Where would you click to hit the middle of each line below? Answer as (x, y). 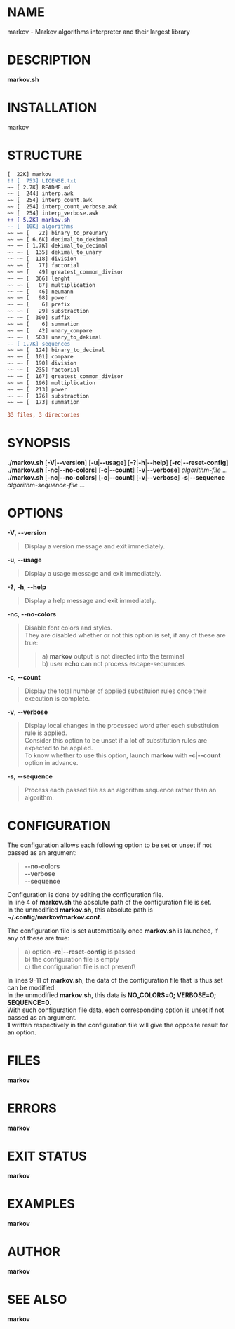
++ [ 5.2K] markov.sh (39, 220)
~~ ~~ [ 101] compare (40, 357)
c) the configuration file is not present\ (80, 966)
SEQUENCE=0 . (29, 1002)
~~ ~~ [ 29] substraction (48, 311)
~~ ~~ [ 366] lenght (39, 278)
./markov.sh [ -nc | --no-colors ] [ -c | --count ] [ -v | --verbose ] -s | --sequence (116, 478)
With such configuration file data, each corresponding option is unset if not (116, 1010)
